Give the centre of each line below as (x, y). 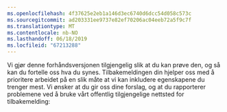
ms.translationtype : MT (41, 26)
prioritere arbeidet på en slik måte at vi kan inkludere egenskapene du (106, 79)
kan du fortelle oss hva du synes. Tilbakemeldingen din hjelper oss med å (111, 72)
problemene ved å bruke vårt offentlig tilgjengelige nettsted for (96, 94)
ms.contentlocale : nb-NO (43, 33)
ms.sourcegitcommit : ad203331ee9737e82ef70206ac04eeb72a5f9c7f (99, 20)
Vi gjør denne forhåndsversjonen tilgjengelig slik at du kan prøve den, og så (114, 65)
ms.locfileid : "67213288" (44, 45)
